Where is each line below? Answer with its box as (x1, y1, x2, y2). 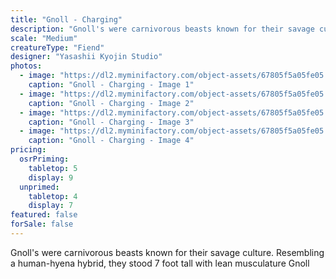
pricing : (10, 145, 47, 155)
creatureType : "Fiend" (10, 42, 105, 53)
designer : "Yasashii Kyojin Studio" (10, 52, 163, 62)
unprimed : (19, 182, 60, 192)
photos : (10, 61, 43, 71)
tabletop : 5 (28, 163, 78, 173)
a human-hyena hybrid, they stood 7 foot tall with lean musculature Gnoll (10, 257, 310, 269)
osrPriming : (19, 154, 70, 164)
